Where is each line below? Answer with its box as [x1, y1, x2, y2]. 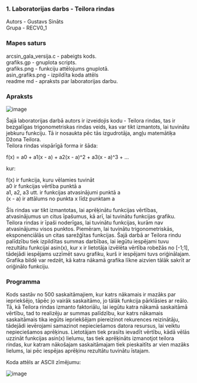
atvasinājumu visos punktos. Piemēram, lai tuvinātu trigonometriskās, [6, 225, 174, 232]
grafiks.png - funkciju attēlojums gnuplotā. [6, 65, 109, 72]
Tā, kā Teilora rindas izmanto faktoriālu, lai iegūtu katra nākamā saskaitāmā [6, 303, 188, 311]
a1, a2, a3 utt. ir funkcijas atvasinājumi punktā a [6, 189, 121, 196]
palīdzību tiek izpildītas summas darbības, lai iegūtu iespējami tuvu [6, 237, 169, 245]
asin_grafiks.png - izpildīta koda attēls [6, 71, 99, 78]
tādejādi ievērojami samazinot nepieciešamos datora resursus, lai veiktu [6, 322, 181, 329]
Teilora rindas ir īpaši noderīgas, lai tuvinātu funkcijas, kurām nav [6, 219, 163, 226]
